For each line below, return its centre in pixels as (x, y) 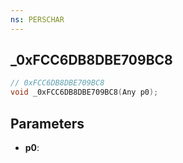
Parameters (47, 123)
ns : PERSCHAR (37, 19)
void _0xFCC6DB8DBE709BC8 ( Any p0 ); (84, 92)
